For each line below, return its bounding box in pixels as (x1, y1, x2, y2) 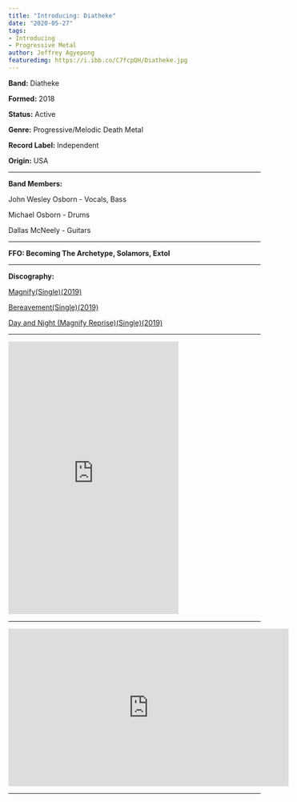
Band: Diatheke (8, 78, 60, 88)
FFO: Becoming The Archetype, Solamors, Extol (8, 248, 171, 258)
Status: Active (8, 109, 56, 118)
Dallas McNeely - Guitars (8, 225, 91, 235)
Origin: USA (8, 155, 49, 165)
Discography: (8, 271, 54, 281)
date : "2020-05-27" (8, 19, 74, 27)
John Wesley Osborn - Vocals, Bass (8, 194, 126, 204)
